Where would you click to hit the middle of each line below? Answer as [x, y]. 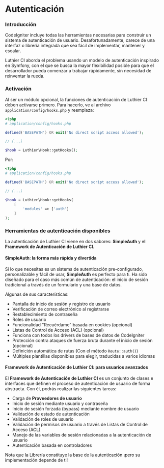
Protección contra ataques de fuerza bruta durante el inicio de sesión [82, 340]
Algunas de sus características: [37, 294]
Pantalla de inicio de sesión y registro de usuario [61, 304]
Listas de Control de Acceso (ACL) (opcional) [58, 330]
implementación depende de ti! [37, 460]
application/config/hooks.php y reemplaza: [50, 110]
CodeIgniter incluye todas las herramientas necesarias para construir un [78, 35]
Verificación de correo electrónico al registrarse [61, 309]
